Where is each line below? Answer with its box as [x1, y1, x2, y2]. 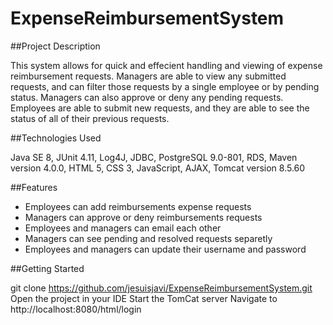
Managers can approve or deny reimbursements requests [24, 211, 263, 223]
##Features [10, 181, 58, 193]
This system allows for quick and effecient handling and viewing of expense [10, 59, 323, 71]
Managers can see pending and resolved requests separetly [24, 232, 273, 244]
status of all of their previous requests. [10, 112, 170, 124]
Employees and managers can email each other [24, 222, 222, 234]
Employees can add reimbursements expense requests [24, 200, 252, 212]
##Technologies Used [10, 132, 102, 144]
